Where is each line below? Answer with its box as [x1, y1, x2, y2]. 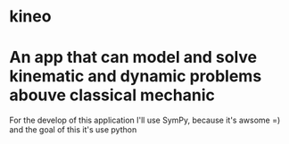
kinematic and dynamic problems [9, 66, 262, 87]
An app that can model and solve [9, 47, 258, 68]
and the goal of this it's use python [9, 124, 137, 135]
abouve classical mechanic [9, 85, 216, 106]
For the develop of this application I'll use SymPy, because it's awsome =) [9, 114, 281, 126]
